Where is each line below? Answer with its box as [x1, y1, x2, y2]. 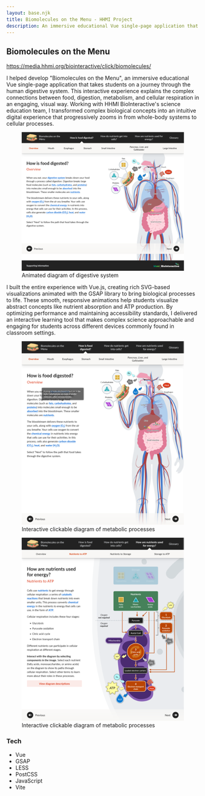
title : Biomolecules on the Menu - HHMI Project [6, 16, 133, 23]
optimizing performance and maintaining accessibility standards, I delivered [6, 309, 198, 317]
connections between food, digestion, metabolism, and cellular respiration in [6, 94, 199, 101]
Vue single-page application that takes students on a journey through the [6, 81, 191, 88]
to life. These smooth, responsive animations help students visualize [6, 297, 179, 304]
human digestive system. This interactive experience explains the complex [6, 88, 195, 95]
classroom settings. [6, 329, 56, 336]
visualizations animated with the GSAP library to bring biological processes [6, 290, 196, 297]
